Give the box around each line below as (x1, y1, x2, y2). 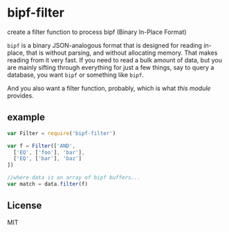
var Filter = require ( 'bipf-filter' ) (7, 130, 116, 136)
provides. (7, 91, 35, 100)
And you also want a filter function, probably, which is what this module (7, 84, 211, 92)
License (7, 199, 42, 212)
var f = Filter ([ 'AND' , (7, 142, 76, 150)
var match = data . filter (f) (7, 181, 89, 188)
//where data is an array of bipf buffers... (7, 175, 140, 181)
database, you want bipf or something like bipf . (7, 71, 144, 79)
